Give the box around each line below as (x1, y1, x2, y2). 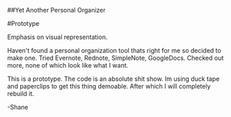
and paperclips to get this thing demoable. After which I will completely (7, 82, 211, 90)
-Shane (7, 103, 29, 111)
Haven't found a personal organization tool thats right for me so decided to (7, 47, 221, 54)
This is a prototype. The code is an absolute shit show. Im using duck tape (7, 75, 220, 83)
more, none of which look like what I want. (7, 61, 129, 69)
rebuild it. (7, 90, 35, 97)
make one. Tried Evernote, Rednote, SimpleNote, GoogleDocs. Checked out (7, 54, 224, 62)
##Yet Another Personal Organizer (7, 6, 106, 14)
